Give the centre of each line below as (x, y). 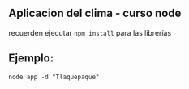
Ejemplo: (31, 59)
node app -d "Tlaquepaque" (54, 77)
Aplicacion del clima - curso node (95, 13)
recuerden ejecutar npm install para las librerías (90, 32)
